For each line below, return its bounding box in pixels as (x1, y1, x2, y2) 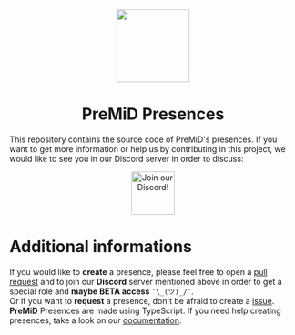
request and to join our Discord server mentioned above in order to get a (9, 276, 282, 287)
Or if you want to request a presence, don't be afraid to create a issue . (9, 295, 275, 306)
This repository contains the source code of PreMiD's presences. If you (9, 134, 278, 145)
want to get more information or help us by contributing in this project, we (9, 143, 286, 154)
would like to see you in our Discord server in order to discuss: (9, 153, 244, 164)
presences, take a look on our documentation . (9, 314, 182, 326)
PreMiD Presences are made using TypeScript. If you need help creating (9, 305, 281, 316)
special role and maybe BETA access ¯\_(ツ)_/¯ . (9, 286, 194, 297)
